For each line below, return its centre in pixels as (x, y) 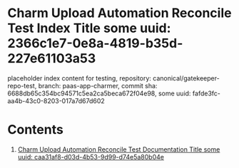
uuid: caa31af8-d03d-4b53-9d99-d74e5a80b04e (91, 157)
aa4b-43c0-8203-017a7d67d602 (56, 100)
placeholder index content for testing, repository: (80, 78)
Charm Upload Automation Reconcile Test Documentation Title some (119, 149)
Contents (36, 130)
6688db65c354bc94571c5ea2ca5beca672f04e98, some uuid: (99, 93)
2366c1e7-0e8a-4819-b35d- (95, 43)
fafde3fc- (207, 93)
